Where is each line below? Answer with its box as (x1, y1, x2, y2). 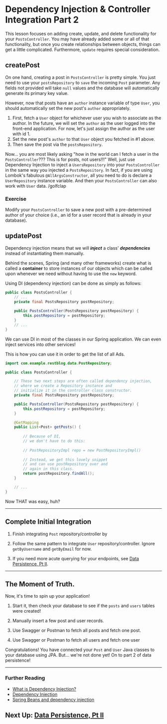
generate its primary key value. (5, 90, 69, 96)
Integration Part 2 (5, 14, 79, 25)
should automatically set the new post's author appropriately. (5, 105, 131, 111)
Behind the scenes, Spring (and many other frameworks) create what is (5, 260, 152, 266)
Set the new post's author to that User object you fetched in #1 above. (12, 136, 155, 142)
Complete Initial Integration (5, 518, 91, 526)
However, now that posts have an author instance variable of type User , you (5, 100, 160, 106)
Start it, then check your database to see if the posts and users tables (12, 603, 155, 609)
